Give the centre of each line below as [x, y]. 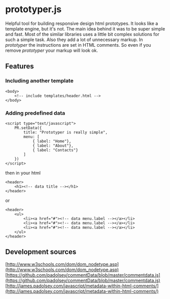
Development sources [41, 252]
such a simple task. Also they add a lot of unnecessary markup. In [74, 40]
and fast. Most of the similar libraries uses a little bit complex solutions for [82, 34]
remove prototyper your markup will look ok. [52, 50]
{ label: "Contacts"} [55, 150]
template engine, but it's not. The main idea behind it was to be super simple [85, 28]
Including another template [39, 81]
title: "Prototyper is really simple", [66, 132]
